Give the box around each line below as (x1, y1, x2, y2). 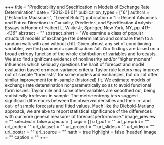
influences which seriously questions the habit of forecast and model (5, 61, 144, 67)
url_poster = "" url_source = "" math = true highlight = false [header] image (5, 129, 157, 135)
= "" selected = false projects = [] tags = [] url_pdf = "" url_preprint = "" (5, 119, 149, 124)
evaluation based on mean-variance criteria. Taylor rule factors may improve (5, 67, 160, 72)
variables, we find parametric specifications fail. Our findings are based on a (5, 46, 159, 51)
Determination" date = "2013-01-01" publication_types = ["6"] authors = (5, 9, 150, 15)
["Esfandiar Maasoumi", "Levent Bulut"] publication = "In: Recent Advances (5, 15, 157, 20)
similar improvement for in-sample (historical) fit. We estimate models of (5, 77, 151, 83)
